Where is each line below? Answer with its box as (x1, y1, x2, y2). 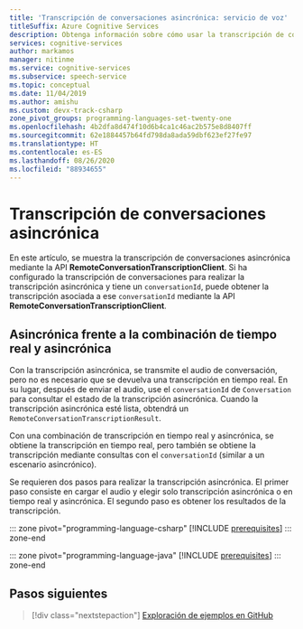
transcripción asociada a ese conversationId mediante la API (9, 291, 236, 302)
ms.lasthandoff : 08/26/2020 (9, 155, 115, 165)
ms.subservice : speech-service (9, 72, 127, 81)
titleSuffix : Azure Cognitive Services (9, 22, 160, 31)
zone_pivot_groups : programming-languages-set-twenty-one (9, 114, 232, 123)
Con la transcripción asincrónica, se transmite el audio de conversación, (9, 365, 278, 376)
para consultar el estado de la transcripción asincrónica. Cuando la (9, 394, 259, 405)
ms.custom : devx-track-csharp (9, 106, 124, 115)
